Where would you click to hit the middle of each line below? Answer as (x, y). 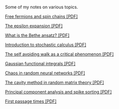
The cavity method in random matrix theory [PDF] (54, 82)
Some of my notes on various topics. (42, 7)
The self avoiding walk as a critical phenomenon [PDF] (59, 54)
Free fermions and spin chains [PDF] (42, 16)
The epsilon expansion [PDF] (34, 26)
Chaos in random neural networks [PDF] (45, 73)
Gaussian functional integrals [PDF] (40, 64)
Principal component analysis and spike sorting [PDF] (59, 92)
